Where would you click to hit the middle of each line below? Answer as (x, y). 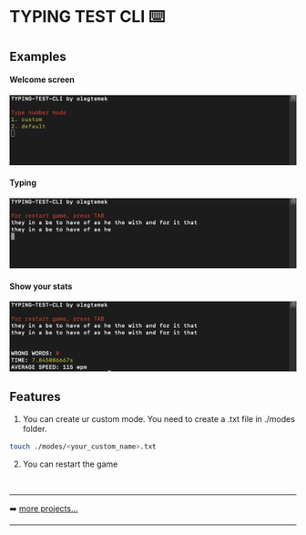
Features (35, 397)
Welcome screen (42, 80)
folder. (35, 428)
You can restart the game (70, 464)
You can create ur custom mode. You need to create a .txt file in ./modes (159, 418)
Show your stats (41, 286)
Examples (38, 56)
